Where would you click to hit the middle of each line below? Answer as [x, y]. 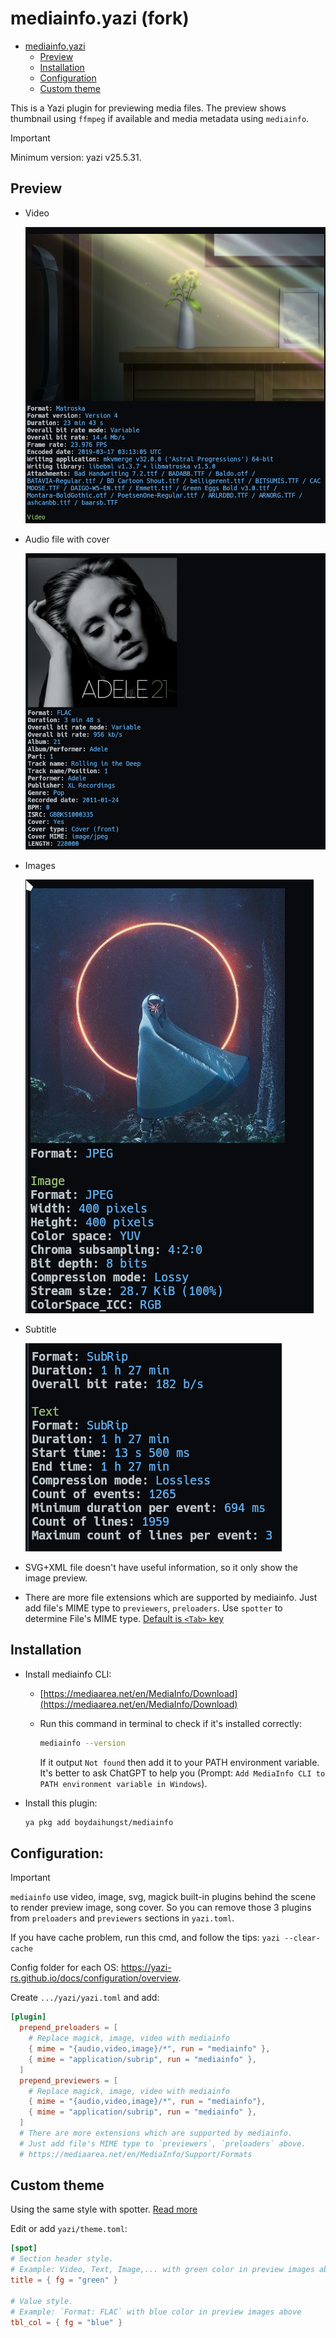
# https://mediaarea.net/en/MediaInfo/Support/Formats [136, 2154]
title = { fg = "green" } [64, 2280]
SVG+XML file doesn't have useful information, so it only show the [161, 1567]
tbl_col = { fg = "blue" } [66, 2322]
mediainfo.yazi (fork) [100, 18]
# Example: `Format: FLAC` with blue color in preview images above [156, 2312]
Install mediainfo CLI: [68, 1674]
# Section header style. [62, 2259]
